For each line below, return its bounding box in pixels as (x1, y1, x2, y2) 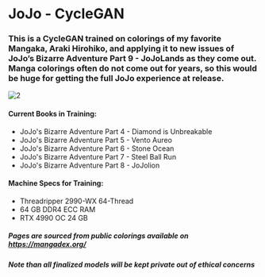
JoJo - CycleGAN (8, 5, 125, 23)
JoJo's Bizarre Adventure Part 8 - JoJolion (19, 160, 160, 170)
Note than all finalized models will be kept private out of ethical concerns (8, 260, 255, 269)
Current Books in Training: (8, 109, 98, 119)
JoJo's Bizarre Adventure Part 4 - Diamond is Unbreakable (19, 126, 213, 136)
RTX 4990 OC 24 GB (19, 213, 89, 222)
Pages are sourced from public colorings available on (8, 231, 189, 240)
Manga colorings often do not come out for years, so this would (8, 63, 258, 74)
